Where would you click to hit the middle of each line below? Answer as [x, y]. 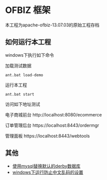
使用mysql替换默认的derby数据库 [46, 166]
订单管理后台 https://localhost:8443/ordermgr [52, 125]
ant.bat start [20, 94]
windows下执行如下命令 [30, 55]
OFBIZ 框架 [28, 10]
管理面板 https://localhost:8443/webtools [48, 136]
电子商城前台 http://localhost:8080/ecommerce [53, 114]
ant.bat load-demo [24, 75]
